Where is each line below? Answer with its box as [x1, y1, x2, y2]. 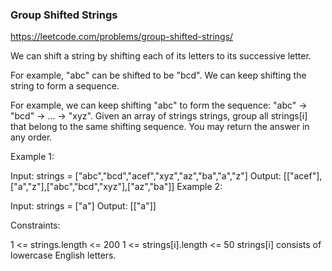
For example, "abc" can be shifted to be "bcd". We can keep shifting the [10, 69, 307, 82]
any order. [10, 131, 53, 143]
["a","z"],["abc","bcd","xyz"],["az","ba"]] [10, 181, 175, 193]
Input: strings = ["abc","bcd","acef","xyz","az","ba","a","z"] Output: [10, 170, 282, 182]
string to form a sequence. [10, 80, 120, 92]
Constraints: [10, 219, 61, 232]
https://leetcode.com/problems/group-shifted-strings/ [10, 31, 234, 43]
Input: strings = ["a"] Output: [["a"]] [10, 200, 157, 212]
